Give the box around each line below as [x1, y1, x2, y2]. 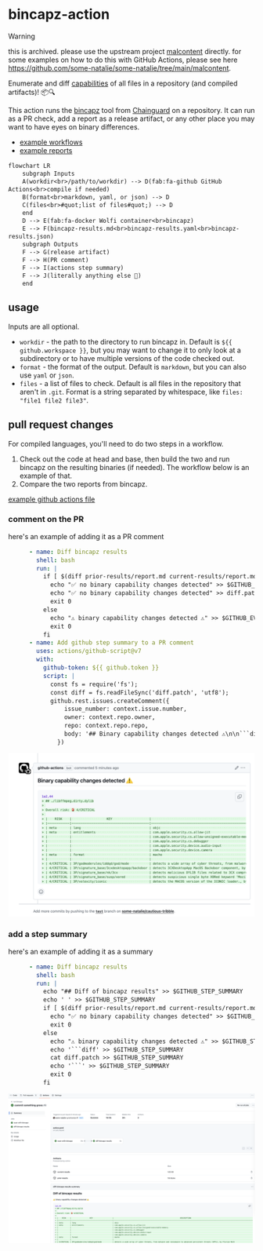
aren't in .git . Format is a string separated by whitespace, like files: [19, 387, 243, 396]
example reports [19, 145, 73, 155]
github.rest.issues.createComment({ [49, 697, 170, 705]
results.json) [8, 232, 55, 240]
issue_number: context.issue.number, [63, 705, 188, 713]
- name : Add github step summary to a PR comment [28, 639, 194, 647]
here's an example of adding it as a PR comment [8, 531, 164, 541]
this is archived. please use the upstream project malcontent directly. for [8, 46, 242, 56]
